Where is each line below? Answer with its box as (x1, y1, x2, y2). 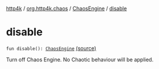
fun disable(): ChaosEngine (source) (6, 44, 97, 51)
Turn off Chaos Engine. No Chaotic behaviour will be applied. (6, 56, 154, 63)
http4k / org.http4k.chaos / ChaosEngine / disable (6, 5, 127, 12)
